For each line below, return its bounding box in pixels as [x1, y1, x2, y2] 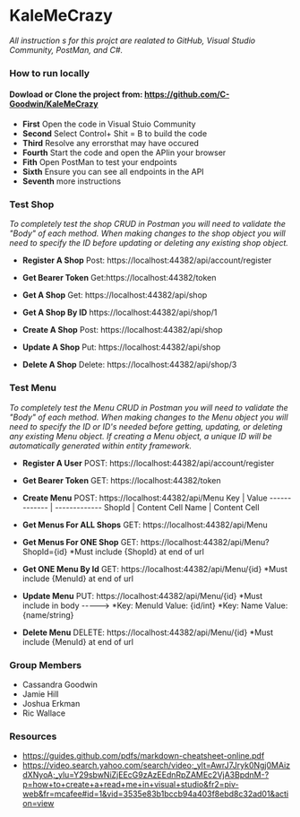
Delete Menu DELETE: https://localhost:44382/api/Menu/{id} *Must [21, 627, 273, 638]
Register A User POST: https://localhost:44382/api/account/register [21, 457, 275, 468]
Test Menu [9, 382, 56, 395]
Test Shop [9, 198, 55, 211]
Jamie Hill [21, 688, 59, 700]
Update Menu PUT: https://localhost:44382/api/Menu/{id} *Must [21, 590, 263, 601]
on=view [21, 798, 55, 809]
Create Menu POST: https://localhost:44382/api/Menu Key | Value [21, 492, 268, 503]
